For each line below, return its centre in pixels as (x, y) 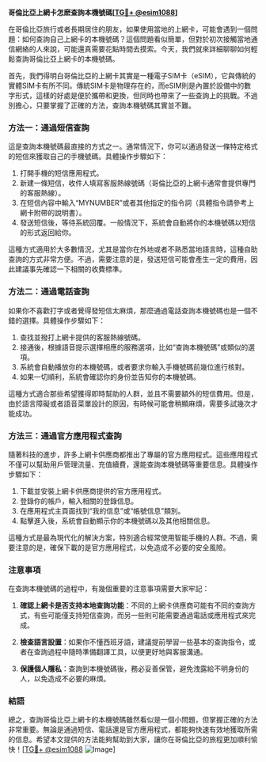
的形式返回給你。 (47, 233)
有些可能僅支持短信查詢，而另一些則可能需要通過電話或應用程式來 (141, 616)
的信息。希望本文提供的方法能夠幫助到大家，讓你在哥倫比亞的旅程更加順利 (129, 740)
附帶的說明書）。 (60, 213)
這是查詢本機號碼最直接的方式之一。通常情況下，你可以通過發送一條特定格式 (133, 146)
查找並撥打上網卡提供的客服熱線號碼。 (82, 337)
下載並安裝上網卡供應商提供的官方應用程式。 (93, 491)
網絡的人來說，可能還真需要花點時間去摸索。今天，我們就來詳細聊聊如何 (133, 49)
